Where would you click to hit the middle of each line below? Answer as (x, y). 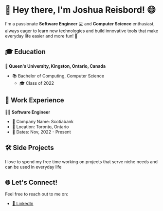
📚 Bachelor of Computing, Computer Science (58, 76)
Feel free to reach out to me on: (37, 194)
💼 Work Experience (35, 100)
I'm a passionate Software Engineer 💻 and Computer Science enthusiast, (80, 23)
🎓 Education (26, 52)
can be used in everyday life (33, 167)
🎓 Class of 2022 (37, 83)
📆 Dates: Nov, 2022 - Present (42, 132)
